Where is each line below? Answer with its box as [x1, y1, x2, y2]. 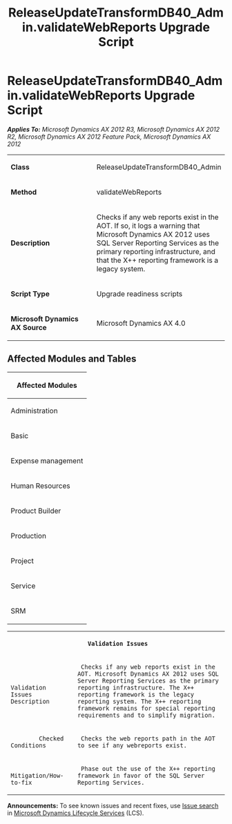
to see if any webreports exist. [77, 741, 188, 749]
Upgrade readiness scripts [96, 288, 183, 298]
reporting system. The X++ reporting [77, 697, 202, 705]
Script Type [10, 288, 50, 298]
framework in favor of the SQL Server [77, 772, 205, 779]
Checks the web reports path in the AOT [80, 734, 215, 743]
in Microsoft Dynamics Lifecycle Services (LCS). [7, 809, 144, 817]
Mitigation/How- [10, 772, 64, 779]
